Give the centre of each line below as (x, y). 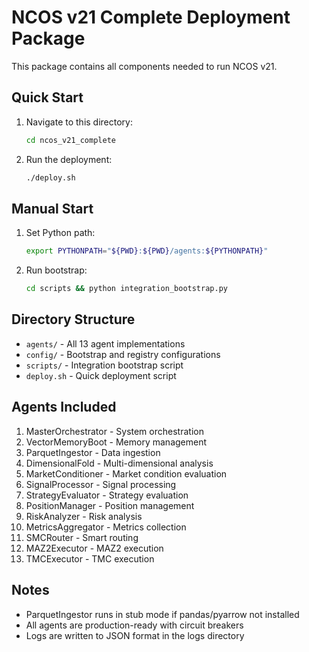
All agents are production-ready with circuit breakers (134, 625)
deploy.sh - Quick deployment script (101, 375)
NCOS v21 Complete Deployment (151, 17)
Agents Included (64, 407)
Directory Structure (73, 319)
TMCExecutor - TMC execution (90, 558)
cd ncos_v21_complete (70, 140)
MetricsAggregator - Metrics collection (106, 527)
